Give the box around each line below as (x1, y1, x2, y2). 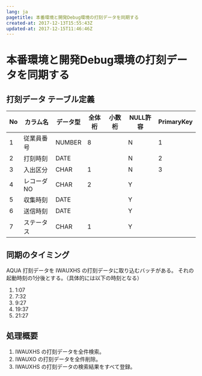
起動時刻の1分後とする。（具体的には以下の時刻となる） (6, 274, 142, 282)
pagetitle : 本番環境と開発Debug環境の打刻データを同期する (6, 14, 139, 20)
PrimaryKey (158, 118, 193, 126)
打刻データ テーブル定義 (6, 94, 95, 104)
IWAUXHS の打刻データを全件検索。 (14, 348, 105, 355)
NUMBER (55, 138, 82, 147)
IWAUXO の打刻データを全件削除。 (14, 356, 102, 363)
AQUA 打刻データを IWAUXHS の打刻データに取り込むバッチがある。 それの (6, 267, 194, 274)
